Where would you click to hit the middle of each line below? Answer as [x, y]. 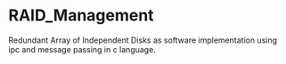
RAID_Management [81, 16]
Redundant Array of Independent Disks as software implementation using [143, 40]
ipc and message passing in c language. [82, 49]
